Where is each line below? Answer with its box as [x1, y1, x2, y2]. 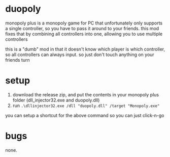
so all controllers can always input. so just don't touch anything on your [5, 51, 155, 58]
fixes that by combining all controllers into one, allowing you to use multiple [5, 31, 163, 37]
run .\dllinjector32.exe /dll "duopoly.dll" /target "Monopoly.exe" [12, 102, 160, 109]
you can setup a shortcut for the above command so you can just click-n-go [5, 112, 164, 118]
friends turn [5, 57, 30, 63]
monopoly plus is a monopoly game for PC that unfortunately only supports [5, 20, 163, 26]
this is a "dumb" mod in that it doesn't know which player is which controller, [5, 46, 165, 52]
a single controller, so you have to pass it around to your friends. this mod [5, 25, 159, 31]
